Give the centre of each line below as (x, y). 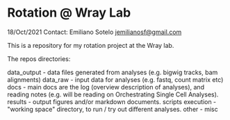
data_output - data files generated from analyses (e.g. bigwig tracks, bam (113, 72)
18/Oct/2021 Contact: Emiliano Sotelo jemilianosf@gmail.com (95, 32)
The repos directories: (39, 59)
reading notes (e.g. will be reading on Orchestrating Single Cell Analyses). (113, 94)
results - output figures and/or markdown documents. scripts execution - (112, 101)
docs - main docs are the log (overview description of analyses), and (106, 87)
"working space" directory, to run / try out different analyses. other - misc (113, 109)
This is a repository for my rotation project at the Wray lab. (91, 45)
